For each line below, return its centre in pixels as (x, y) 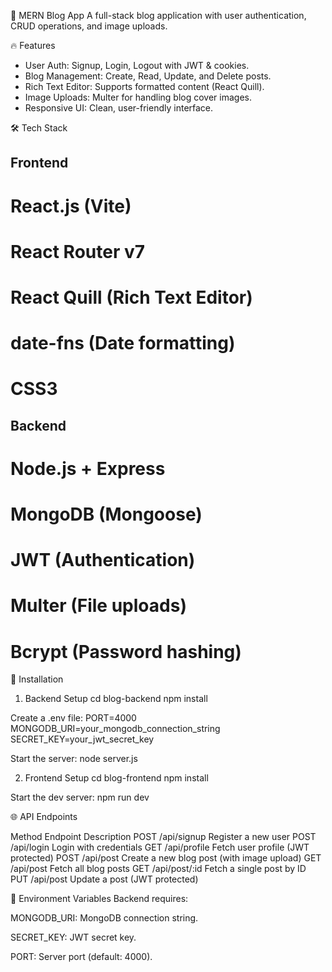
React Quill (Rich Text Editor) (131, 297)
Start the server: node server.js (74, 759)
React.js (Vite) (71, 206)
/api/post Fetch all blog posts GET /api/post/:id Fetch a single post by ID (158, 869)
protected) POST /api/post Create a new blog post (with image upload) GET (166, 858)
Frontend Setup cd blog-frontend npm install (116, 778)
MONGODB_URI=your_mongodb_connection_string (115, 729)
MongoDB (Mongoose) (106, 514)
